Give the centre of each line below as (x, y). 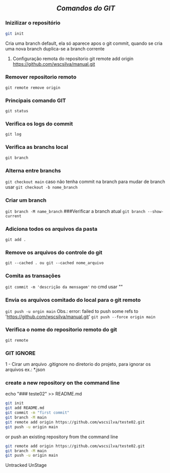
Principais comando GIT (36, 100)
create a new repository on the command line (63, 383)
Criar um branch (26, 200)
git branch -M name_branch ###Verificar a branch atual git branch (75, 212)
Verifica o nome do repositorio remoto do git (61, 330)
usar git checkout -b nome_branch (42, 187)
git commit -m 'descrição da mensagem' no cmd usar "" (64, 287)
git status (17, 111)
